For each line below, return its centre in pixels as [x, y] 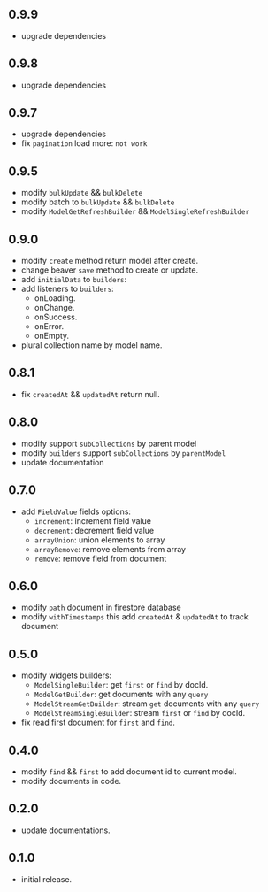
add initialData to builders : [74, 280]
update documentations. [66, 830]
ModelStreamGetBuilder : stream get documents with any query [147, 704]
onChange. [54, 308]
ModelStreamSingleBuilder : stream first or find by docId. [140, 713]
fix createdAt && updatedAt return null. [90, 394]
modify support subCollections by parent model [109, 443]
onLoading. [55, 298]
